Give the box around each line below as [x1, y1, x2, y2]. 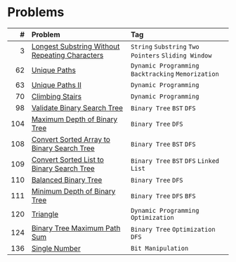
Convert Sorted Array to [31, 134, 111, 144]
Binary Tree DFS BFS [131, 192, 196, 200]
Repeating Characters [31, 50, 104, 60]
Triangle [31, 209, 59, 218]
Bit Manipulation [131, 244, 189, 252]
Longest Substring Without [31, 41, 120, 51]
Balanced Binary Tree [31, 175, 103, 185]
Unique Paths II [31, 80, 82, 90]
